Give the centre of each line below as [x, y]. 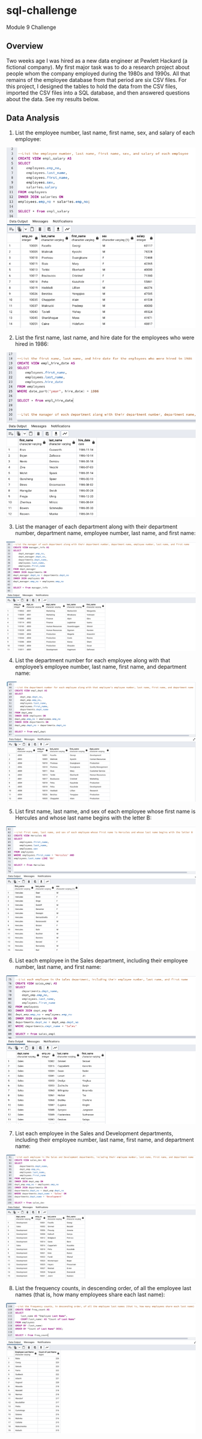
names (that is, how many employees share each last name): [90, 1294]
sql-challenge [41, 11]
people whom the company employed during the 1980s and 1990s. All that [98, 74]
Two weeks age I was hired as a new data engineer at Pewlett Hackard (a [97, 60]
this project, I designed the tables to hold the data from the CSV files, [92, 86]
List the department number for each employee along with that [92, 660]
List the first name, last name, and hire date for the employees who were [105, 337]
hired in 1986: [32, 344]
